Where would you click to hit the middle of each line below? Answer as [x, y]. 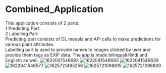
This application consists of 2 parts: [42, 23]
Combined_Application [54, 9]
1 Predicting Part [22, 28]
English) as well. [22, 60]
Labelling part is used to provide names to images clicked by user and [78, 49]
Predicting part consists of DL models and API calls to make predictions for [83, 39]
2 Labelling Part [21, 33]
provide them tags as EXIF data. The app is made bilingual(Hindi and [76, 55]
